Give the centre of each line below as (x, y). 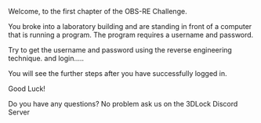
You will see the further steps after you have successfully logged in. (118, 73)
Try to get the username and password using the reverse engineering (120, 50)
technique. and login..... (46, 58)
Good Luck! (27, 89)
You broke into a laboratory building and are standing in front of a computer (130, 26)
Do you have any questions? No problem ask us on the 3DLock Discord (123, 104)
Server (19, 112)
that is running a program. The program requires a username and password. (131, 35)
